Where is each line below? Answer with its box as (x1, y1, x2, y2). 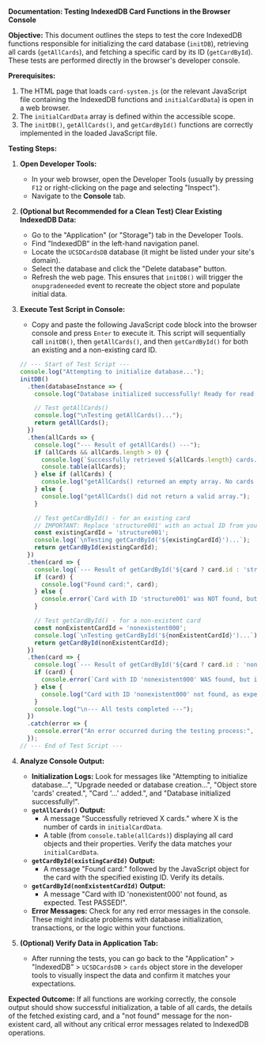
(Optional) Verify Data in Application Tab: (19, 938, 158, 948)
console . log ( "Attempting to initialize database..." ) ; (19, 367, 205, 375)
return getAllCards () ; (34, 419, 109, 427)
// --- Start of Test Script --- (19, 360, 131, 368)
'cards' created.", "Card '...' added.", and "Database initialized (31, 788, 231, 798)
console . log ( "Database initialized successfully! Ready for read (34, 389, 255, 398)
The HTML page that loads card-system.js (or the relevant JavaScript (19, 86, 248, 96)
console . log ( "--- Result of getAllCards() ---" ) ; (34, 441, 201, 449)
